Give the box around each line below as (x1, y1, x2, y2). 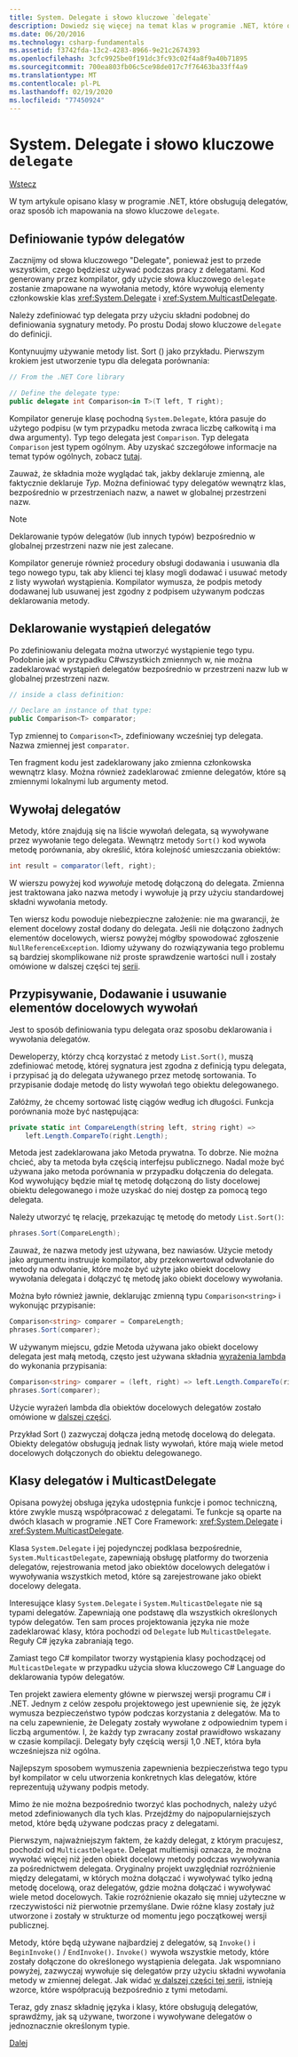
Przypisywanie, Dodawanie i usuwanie (9, 987, 228, 1002)
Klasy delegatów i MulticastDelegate (9, 1473, 216, 1489)
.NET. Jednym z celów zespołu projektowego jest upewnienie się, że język (9, 1698, 281, 1709)
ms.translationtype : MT (9, 71, 98, 80)
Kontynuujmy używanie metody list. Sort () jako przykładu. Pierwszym (9, 346, 265, 356)
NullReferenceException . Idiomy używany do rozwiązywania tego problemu (9, 941, 285, 952)
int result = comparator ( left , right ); (9, 861, 157, 870)
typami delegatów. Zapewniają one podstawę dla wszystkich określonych (9, 1606, 278, 1618)
